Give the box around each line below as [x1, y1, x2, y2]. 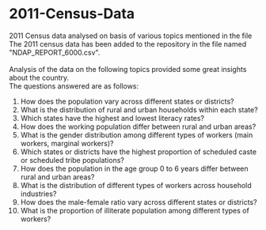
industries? [20, 189, 57, 198]
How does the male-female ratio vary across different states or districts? [20, 197, 257, 206]
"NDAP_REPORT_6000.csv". [9, 47, 101, 57]
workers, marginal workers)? [20, 138, 114, 148]
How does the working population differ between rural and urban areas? [20, 122, 256, 131]
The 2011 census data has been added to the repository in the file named [9, 39, 247, 48]
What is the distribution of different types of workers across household [20, 180, 252, 190]
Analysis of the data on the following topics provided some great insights [9, 64, 247, 74]
